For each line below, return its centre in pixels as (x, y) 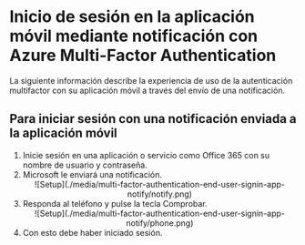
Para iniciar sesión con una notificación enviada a (153, 119)
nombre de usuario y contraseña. (85, 165)
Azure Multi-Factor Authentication (143, 56)
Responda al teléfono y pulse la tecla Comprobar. (115, 203)
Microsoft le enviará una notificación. (92, 174)
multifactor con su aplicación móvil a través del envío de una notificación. (147, 90)
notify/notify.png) (160, 194)
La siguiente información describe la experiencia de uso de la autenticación (151, 80)
